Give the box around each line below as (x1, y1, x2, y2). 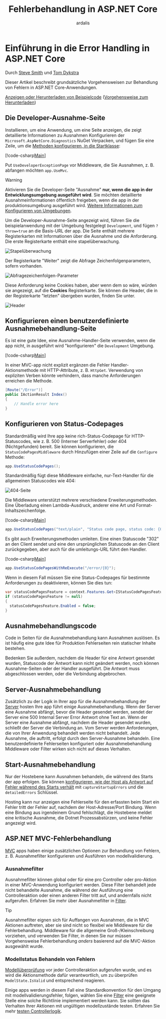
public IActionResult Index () (5, 392, 68, 397)
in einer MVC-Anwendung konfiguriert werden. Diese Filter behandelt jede (5, 882, 157, 888)
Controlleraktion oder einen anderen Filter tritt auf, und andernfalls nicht (5, 892, 152, 898)
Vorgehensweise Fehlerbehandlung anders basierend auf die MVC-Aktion (5, 938, 156, 944)
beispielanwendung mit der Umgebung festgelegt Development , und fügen (5, 222, 155, 228)
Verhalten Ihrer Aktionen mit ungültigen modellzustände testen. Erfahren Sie (5, 1003, 160, 1009)
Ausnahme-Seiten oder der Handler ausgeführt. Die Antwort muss (5, 665, 140, 671)
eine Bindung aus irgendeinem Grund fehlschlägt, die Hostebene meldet (5, 809, 152, 815)
